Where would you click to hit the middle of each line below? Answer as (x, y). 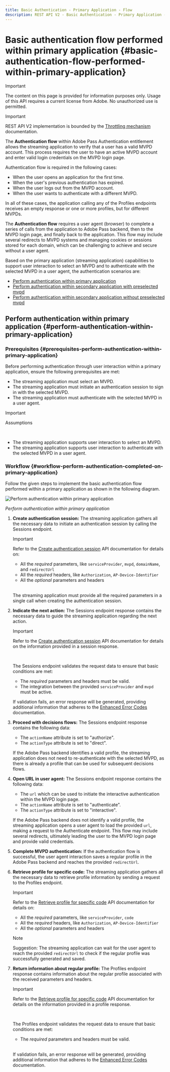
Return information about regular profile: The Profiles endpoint (79, 969)
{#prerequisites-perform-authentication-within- (101, 349)
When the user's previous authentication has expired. (68, 182)
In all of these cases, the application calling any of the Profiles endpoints (81, 203)
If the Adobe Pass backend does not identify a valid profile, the (78, 820)
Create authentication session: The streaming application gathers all (85, 519)
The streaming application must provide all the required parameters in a (87, 596)
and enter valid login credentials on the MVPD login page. (65, 158)
